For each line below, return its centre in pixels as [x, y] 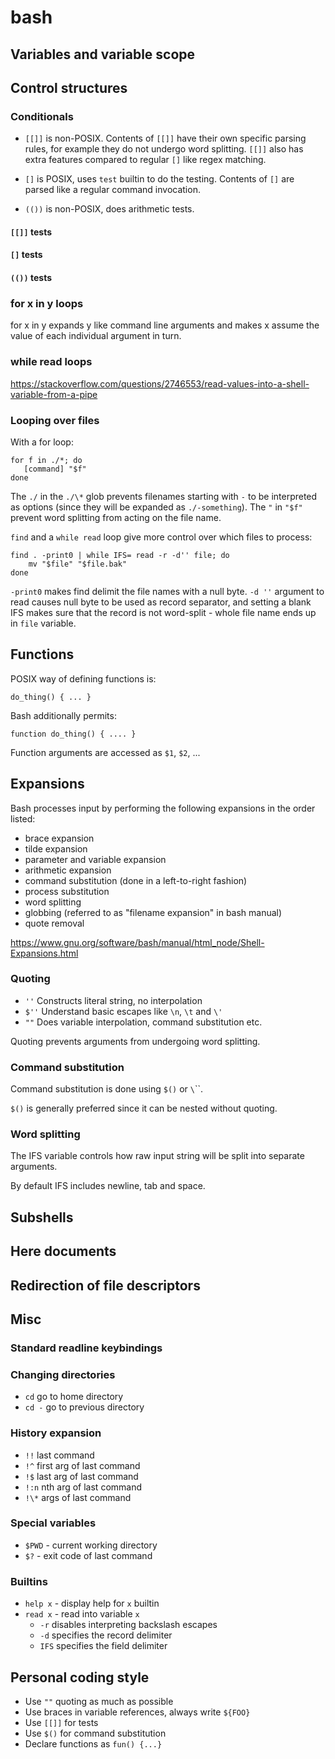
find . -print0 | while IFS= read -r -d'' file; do [120, 555]
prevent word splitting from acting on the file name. [116, 517]
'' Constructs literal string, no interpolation [113, 1000]
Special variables [53, 1523]
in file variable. [43, 623]
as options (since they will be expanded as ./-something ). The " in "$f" [156, 507]
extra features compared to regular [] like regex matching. [145, 160]
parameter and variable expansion [95, 859]
